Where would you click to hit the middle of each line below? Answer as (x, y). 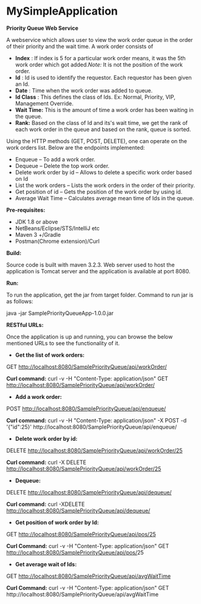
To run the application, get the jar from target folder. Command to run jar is (100, 295)
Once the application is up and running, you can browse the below (90, 337)
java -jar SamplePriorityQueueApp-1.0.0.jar (60, 313)
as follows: (20, 301)
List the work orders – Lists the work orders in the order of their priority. (105, 185)
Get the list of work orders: (50, 355)
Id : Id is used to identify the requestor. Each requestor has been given (103, 77)
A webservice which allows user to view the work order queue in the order (100, 40)
